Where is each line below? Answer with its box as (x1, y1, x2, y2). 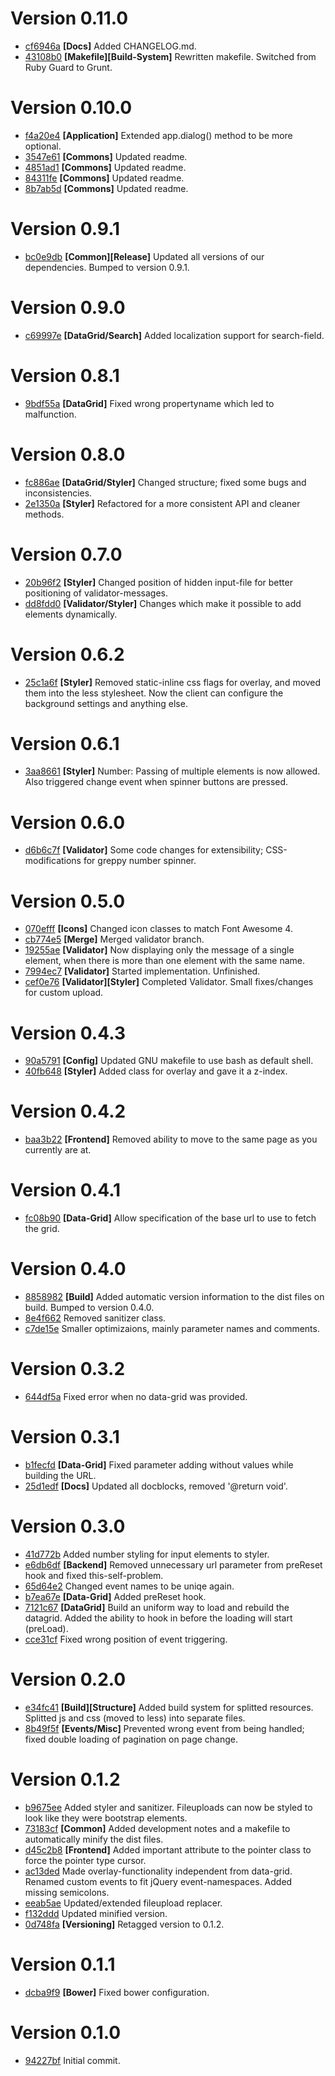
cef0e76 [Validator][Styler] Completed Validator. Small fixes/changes (24, 976, 314, 988)
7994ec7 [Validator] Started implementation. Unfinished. (24, 965, 261, 977)
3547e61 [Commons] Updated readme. (24, 150, 188, 162)
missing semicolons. (24, 1886, 110, 1898)
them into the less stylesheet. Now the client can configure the (24, 687, 284, 699)
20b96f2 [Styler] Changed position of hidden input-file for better (24, 576, 293, 588)
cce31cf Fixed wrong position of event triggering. (24, 1633, 228, 1645)
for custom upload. (24, 987, 104, 999)
